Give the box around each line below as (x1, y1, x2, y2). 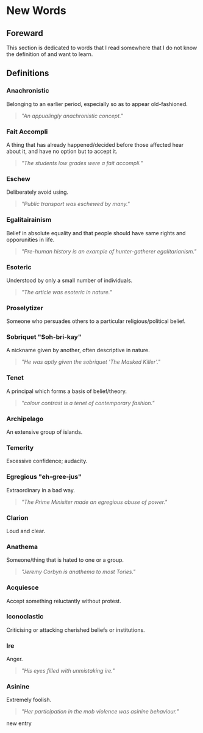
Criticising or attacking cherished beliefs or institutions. (6, 626, 145, 634)
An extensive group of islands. (6, 428, 83, 436)
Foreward (6, 28, 44, 38)
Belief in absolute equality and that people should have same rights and (6, 229, 186, 236)
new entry (6, 720, 32, 727)
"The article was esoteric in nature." (21, 288, 113, 296)
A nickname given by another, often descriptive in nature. (6, 347, 151, 354)
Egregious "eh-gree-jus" (6, 473, 82, 481)
